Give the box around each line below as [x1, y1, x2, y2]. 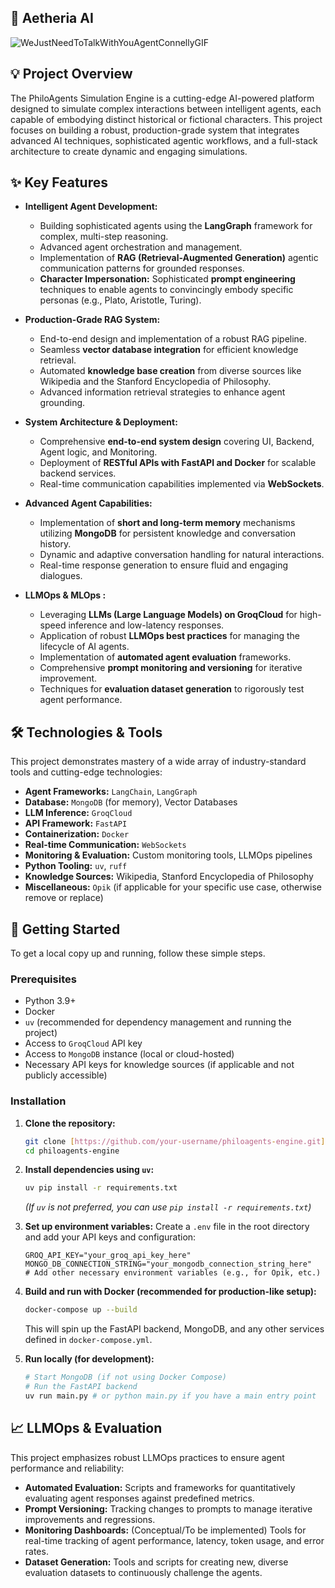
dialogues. [39, 570, 83, 582]
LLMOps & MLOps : [24, 589, 107, 601]
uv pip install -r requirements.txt [24, 1183, 178, 1193]
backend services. [39, 467, 117, 480]
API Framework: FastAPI [24, 817, 128, 830]
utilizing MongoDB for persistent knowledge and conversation [39, 527, 296, 540]
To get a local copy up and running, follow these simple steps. [10, 947, 266, 960]
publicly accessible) [24, 1069, 108, 1081]
